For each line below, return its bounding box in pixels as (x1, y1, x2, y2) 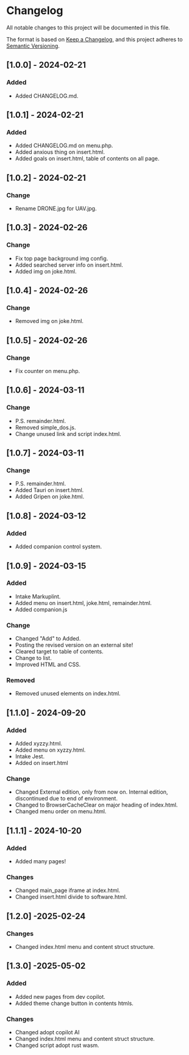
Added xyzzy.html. (15, 740, 63, 747)
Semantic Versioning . (6, 42, 60, 49)
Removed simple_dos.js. (15, 424, 76, 431)
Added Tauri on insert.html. (15, 487, 84, 494)
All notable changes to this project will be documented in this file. (6, 24, 171, 31)
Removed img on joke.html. (15, 317, 84, 325)
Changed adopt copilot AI (15, 1029, 80, 1036)
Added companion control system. (15, 543, 102, 550)
